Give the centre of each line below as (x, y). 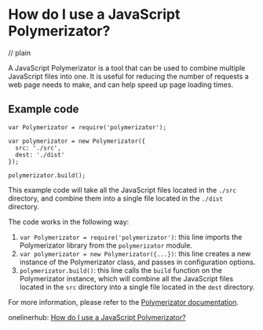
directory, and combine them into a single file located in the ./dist (116, 198)
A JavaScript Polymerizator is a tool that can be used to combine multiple (127, 67)
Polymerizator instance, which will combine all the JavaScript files (126, 278)
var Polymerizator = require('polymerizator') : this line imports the (131, 237)
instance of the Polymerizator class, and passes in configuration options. (137, 262)
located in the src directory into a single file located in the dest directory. (137, 287)
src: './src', (38, 148)
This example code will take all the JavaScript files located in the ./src (122, 190)
